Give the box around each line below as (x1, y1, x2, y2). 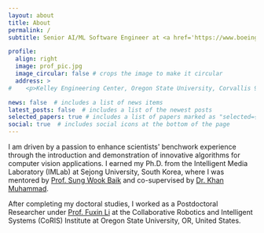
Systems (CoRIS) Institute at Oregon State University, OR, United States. (8, 216, 241, 225)
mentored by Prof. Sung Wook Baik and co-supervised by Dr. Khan (8, 176, 224, 185)
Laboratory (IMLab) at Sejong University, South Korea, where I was (8, 167, 225, 176)
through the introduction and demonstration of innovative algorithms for (8, 150, 241, 160)
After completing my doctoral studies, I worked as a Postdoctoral (8, 199, 218, 209)
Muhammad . (8, 184, 49, 193)
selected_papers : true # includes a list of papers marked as (8, 113, 216, 121)
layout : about (8, 11, 55, 20)
